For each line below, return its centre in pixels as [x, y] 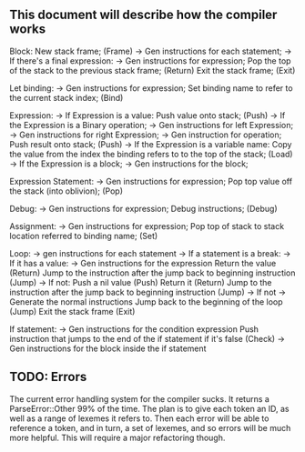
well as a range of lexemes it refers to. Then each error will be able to [139, 418]
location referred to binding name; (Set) [84, 236]
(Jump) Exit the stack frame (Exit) [72, 311]
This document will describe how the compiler [143, 15]
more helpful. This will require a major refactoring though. [117, 437]
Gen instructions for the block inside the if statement [108, 348]
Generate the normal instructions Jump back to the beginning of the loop [147, 301]
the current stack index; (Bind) [66, 97]
